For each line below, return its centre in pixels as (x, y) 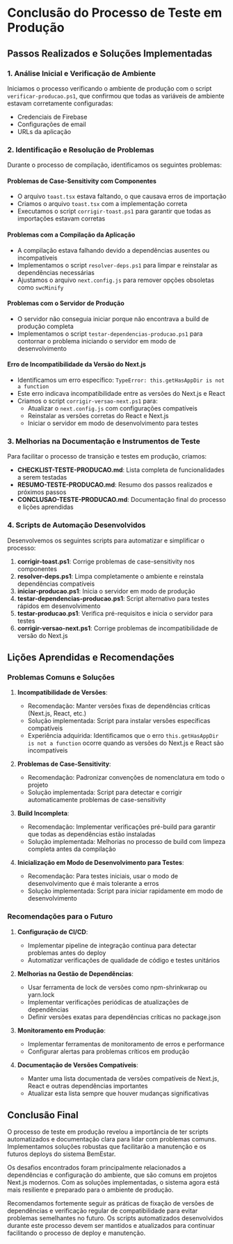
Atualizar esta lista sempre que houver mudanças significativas (118, 1093)
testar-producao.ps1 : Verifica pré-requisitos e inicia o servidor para (115, 613)
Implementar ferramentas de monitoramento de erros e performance (126, 1044)
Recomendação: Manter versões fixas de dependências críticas (119, 706)
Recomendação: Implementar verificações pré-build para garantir (122, 827)
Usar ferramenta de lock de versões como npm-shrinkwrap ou (117, 987)
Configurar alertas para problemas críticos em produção (109, 1051)
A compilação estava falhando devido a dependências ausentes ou (113, 250)
